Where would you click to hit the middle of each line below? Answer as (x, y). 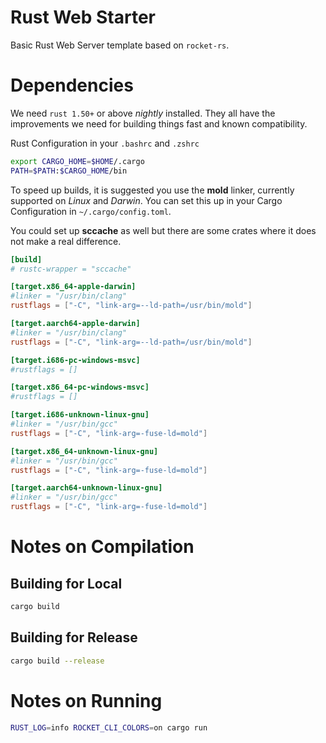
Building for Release (74, 637)
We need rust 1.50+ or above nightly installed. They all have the (143, 113)
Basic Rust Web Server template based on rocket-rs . (120, 45)
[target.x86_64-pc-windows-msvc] (80, 387)
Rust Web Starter (83, 17)
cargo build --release (57, 661)
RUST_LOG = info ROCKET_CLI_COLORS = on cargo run (109, 727)
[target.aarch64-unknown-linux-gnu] (86, 488)
